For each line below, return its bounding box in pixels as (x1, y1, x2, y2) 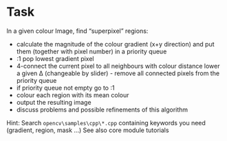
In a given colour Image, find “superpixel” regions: (6, 27, 149, 35)
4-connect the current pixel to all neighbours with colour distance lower (16, 62, 220, 70)
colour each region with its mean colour (16, 90, 129, 99)
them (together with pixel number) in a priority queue (16, 47, 167, 55)
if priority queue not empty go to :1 (16, 84, 115, 92)
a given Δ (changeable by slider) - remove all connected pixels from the (16, 69, 220, 77)
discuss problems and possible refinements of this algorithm (16, 105, 188, 114)
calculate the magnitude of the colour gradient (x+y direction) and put (16, 40, 215, 48)
